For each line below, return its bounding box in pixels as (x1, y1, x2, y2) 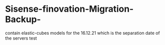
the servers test (5, 35, 37, 41)
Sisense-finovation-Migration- (5, 3, 134, 15)
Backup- (5, 14, 41, 25)
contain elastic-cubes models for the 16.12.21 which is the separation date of (5, 30, 160, 36)
